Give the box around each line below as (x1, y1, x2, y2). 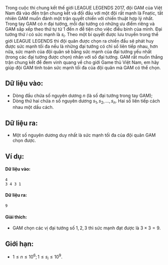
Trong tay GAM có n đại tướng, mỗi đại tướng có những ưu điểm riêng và (5, 21, 155, 27)
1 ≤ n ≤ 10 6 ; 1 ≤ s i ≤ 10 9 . (12, 253, 63, 261)
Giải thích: (5, 214, 27, 220)
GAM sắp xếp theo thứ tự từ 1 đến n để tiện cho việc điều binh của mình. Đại (5, 26, 162, 32)
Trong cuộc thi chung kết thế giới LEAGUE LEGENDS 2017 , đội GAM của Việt (5, 5, 162, 11)
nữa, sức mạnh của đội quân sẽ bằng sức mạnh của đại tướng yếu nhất (5, 48, 152, 55)
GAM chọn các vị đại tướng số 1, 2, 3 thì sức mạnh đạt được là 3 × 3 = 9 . (12, 225, 161, 231)
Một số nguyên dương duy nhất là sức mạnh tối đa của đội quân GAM (12, 132, 156, 138)
